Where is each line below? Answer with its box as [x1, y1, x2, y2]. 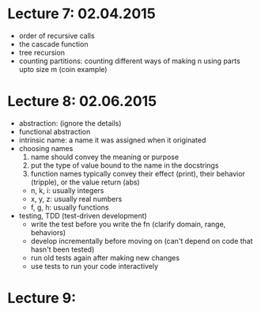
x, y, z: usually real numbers [30, 194, 123, 203]
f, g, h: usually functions [30, 203, 109, 212]
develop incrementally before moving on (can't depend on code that [30, 236, 254, 245]
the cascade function [18, 39, 89, 48]
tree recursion [18, 47, 65, 57]
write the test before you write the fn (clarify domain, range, [30, 219, 226, 229]
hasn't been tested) [30, 245, 95, 254]
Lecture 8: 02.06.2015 [7, 93, 157, 111]
